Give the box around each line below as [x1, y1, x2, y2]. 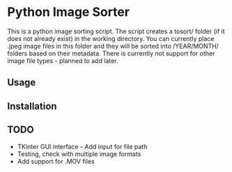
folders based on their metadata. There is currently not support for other [7, 49, 215, 58]
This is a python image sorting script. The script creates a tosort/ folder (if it [7, 27, 225, 35]
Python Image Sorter [7, 4, 130, 20]
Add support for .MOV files [17, 157, 95, 165]
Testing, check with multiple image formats [17, 150, 141, 158]
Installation [7, 100, 57, 112]
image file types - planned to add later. [7, 56, 118, 64]
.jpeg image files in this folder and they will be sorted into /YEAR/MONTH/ [7, 42, 219, 50]
